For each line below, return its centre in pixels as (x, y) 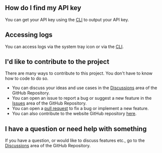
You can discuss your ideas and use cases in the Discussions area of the (85, 88)
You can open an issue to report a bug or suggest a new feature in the (82, 98)
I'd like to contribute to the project (57, 62)
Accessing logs (29, 35)
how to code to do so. (27, 78)
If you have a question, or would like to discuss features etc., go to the (75, 140)
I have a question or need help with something (76, 129)
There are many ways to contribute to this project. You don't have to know (79, 73)
